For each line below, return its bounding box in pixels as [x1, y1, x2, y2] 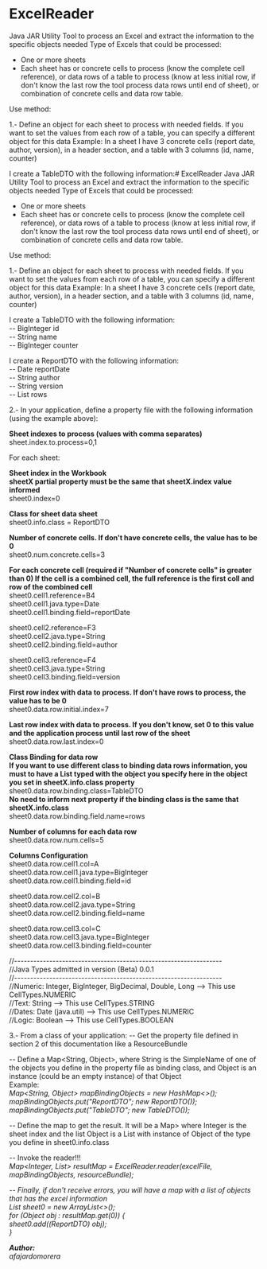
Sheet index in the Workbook [9, 468, 106, 477]
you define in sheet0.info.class [9, 1137, 110, 1146]
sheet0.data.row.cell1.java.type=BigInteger [9, 867, 149, 877]
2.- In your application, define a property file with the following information [9, 405, 253, 415]
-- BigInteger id [9, 323, 60, 333]
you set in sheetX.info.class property [9, 777, 135, 787]
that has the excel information [9, 1193, 108, 1203]
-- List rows [9, 389, 48, 399]
